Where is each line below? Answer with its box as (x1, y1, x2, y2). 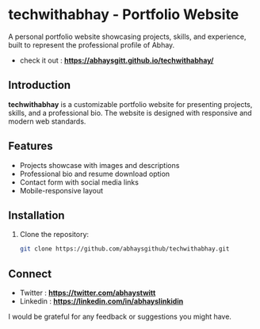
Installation (8, 208, 65, 222)
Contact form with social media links (19, 177, 139, 187)
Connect (8, 267, 52, 281)
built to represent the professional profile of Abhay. (8, 40, 175, 49)
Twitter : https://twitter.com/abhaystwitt (19, 288, 156, 298)
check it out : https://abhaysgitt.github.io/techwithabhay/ (19, 55, 214, 65)
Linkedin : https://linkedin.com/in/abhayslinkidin (19, 296, 184, 306)
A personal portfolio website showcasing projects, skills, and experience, (8, 32, 247, 41)
